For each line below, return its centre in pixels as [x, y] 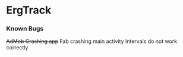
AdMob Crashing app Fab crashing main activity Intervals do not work [92, 41]
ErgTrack [29, 10]
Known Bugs [25, 29]
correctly [17, 48]
